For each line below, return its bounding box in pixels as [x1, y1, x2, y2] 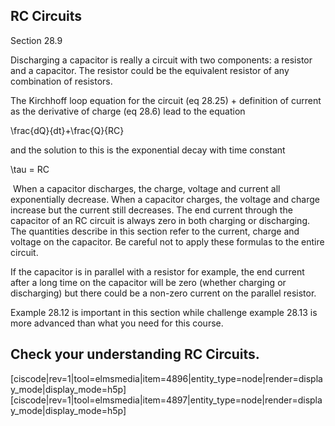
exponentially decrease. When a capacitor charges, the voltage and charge [10, 193, 320, 205]
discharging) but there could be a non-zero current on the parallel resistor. [10, 287, 317, 299]
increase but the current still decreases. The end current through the [10, 204, 293, 216]
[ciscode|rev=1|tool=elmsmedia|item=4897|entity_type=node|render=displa [10, 394, 323, 406]
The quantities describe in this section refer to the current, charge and [10, 225, 300, 237]
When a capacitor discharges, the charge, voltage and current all [12, 182, 281, 194]
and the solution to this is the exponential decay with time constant [10, 144, 286, 156]
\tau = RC [10, 163, 50, 175]
